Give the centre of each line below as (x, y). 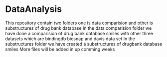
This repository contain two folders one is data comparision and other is (79, 23)
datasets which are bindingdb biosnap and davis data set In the (70, 39)
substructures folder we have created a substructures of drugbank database (84, 44)
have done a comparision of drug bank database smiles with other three (79, 33)
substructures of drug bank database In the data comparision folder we (79, 28)
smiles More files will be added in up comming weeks (60, 49)
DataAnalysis (34, 9)
